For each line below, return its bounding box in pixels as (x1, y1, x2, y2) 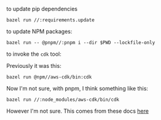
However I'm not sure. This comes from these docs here (6, 107, 149, 114)
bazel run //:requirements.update (6, 17, 95, 23)
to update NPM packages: (6, 28, 73, 35)
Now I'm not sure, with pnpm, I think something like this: (6, 85, 149, 92)
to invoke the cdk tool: (6, 50, 61, 58)
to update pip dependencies (6, 6, 78, 12)
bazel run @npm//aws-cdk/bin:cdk (6, 74, 92, 80)
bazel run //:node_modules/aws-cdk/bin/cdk (6, 97, 120, 103)
